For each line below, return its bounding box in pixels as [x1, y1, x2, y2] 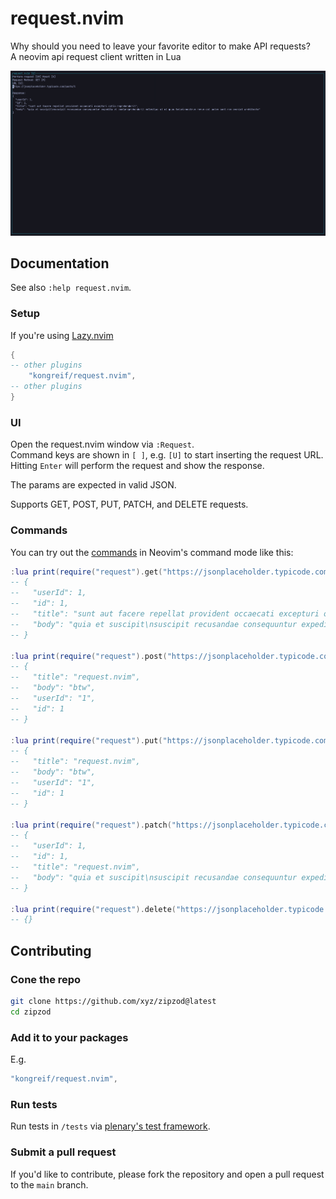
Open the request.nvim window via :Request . [10, 438, 195, 451]
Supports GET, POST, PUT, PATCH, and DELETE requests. [10, 498, 249, 511]
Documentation [10, 255, 110, 272]
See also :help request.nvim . [10, 282, 132, 294]
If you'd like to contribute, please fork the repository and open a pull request [10, 1168, 325, 1180]
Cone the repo [10, 972, 82, 986]
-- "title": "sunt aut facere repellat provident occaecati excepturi [10, 609, 320, 619]
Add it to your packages [10, 1030, 129, 1044]
